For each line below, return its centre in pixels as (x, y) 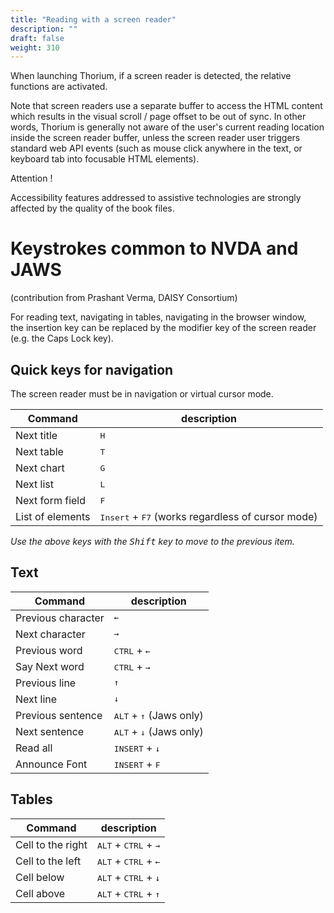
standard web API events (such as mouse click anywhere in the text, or (156, 148)
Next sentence (50, 731)
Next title (36, 435)
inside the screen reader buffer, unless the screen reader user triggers (155, 138)
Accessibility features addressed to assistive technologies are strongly (156, 198)
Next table (39, 451)
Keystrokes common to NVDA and (154, 248)
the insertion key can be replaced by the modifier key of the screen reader (163, 328)
